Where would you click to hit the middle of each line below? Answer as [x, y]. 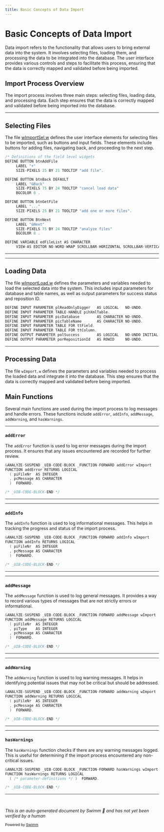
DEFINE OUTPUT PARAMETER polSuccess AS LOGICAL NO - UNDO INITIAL [82, 335]
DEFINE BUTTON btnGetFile [31, 202]
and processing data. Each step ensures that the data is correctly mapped [80, 100]
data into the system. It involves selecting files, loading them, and [71, 52]
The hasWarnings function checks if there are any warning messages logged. [82, 750]
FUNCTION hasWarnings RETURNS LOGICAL [44, 774]
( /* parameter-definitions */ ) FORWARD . [54, 779]
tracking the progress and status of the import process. [61, 529]
